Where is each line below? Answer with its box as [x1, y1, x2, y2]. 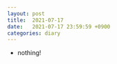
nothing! [17, 49, 42, 57]
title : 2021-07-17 [7, 17, 64, 24]
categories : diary [7, 29, 61, 37]
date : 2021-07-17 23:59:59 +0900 [7, 23, 111, 30]
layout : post [7, 10, 45, 17]
